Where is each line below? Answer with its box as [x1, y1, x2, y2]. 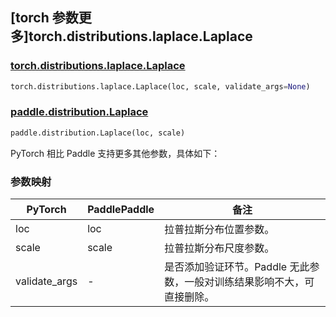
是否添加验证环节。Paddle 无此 [164, 260, 310, 274]
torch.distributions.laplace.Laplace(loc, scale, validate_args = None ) [10, 81, 311, 92]
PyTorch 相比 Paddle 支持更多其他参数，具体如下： [10, 147, 221, 159]
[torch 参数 [10, 9, 79, 27]
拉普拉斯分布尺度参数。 [164, 241, 275, 255]
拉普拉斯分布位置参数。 [164, 223, 275, 237]
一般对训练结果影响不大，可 [184, 275, 315, 289]
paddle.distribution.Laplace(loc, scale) [10, 128, 186, 138]
